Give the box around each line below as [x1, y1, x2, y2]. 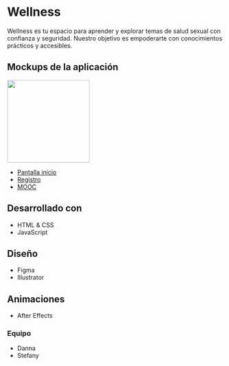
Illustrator [16, 273, 45, 282]
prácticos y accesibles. [7, 41, 73, 49]
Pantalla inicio [16, 168, 57, 176]
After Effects [16, 312, 53, 320]
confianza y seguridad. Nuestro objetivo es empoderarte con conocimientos [7, 34, 223, 42]
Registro [16, 175, 41, 183]
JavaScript [16, 228, 48, 236]
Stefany [16, 352, 40, 360]
